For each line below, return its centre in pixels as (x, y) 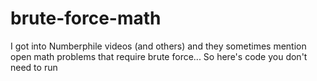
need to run (34, 67)
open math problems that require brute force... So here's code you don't (159, 56)
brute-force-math (86, 18)
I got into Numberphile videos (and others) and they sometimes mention (158, 46)
